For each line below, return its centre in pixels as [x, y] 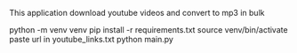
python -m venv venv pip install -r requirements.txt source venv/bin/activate [148, 30]
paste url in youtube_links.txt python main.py [91, 39]
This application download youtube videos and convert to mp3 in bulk [137, 13]
